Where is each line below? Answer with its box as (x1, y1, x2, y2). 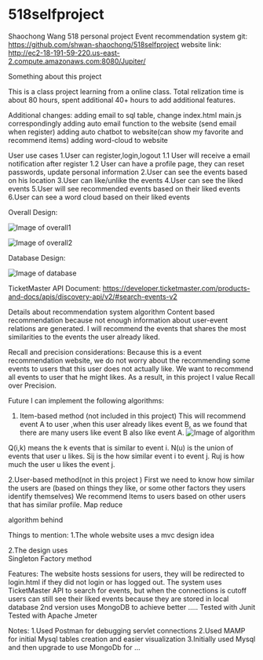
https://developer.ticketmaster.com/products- (102, 283, 250, 293)
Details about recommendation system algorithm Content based (8, 307, 215, 316)
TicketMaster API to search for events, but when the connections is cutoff (8, 585, 247, 595)
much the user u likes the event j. (8, 459, 115, 469)
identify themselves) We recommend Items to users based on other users (8, 491, 246, 501)
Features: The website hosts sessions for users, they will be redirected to (8, 569, 245, 578)
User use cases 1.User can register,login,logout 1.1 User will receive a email (8, 151, 250, 160)
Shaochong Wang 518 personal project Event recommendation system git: (8, 31, 248, 41)
